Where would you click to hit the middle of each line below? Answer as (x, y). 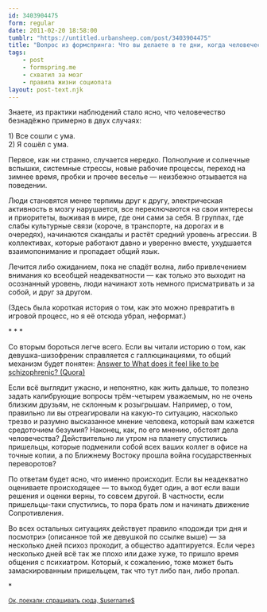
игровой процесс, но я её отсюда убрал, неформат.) (97, 316)
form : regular (32, 23)
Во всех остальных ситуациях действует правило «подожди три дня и (128, 528)
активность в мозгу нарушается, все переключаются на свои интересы (131, 209)
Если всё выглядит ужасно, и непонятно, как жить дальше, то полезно (129, 388)
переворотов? (33, 464)
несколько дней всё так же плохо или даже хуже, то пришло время (124, 554)
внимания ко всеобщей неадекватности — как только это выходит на (127, 275)
